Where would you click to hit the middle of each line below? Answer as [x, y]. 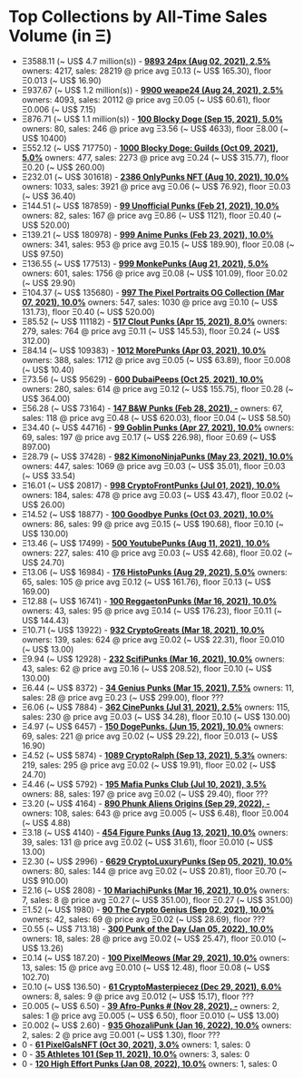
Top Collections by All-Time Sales [138, 17]
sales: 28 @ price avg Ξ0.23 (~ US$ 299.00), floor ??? [122, 697]
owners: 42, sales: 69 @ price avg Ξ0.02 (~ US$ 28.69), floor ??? [143, 919]
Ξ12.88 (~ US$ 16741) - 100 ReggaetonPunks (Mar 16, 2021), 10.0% [149, 601]
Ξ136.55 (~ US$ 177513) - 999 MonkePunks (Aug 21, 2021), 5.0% [145, 263]
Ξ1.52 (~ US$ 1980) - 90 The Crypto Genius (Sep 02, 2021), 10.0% [148, 909]
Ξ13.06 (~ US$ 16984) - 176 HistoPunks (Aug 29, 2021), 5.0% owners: [154, 572]
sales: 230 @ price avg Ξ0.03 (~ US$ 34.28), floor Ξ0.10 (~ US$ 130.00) [156, 716]
